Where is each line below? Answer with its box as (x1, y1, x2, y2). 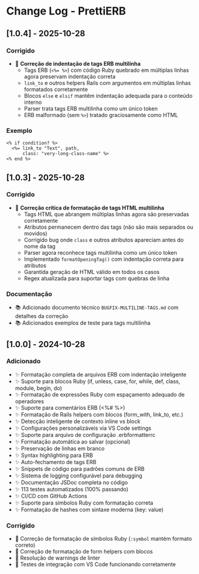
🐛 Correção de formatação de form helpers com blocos (14, 548, 153, 555)
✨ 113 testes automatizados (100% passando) (14, 485, 128, 493)
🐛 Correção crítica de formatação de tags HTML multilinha (14, 204, 165, 211)
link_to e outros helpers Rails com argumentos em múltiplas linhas (24, 79, 191, 86)
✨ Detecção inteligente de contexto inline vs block (14, 418, 141, 425)
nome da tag (24, 243, 56, 250)
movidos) (24, 229, 48, 237)
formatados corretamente (24, 86, 89, 93)
